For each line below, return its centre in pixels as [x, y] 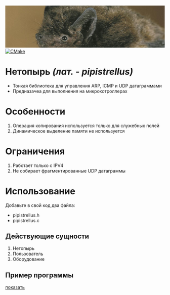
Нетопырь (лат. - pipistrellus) [69, 72]
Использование [40, 191]
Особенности [35, 112]
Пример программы [39, 275]
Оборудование [28, 259]
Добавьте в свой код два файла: [40, 205]
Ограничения [35, 151]
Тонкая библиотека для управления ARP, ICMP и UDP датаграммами [87, 86]
